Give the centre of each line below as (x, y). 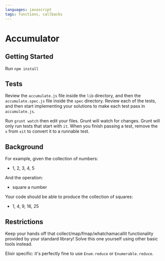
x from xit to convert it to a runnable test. (47, 131)
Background (24, 147)
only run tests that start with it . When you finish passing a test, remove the (82, 126)
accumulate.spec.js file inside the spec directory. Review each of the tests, (81, 101)
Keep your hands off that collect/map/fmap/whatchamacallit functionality (79, 233)
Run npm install (22, 68)
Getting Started (29, 57)
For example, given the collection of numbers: (52, 159)
